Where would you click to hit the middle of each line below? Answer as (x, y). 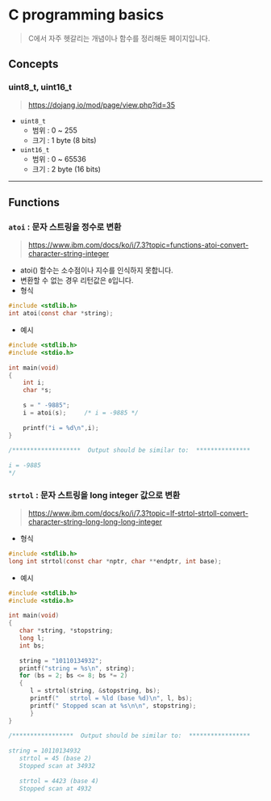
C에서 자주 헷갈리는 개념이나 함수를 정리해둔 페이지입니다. (119, 38)
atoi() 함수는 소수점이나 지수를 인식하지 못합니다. (96, 270)
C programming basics (86, 15)
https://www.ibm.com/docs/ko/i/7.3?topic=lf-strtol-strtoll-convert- (138, 513)
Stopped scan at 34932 (57, 765)
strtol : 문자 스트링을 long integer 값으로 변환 (94, 495)
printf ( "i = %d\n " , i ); (61, 428)
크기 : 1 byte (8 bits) (64, 140)
